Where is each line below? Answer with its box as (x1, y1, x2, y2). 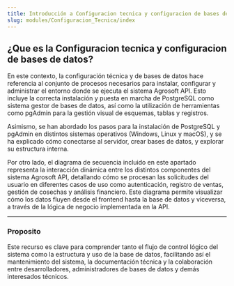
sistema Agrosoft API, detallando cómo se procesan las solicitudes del (7, 173, 209, 181)
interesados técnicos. (7, 272, 70, 280)
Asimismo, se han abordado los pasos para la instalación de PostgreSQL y (7, 123, 221, 131)
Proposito (7, 227, 41, 236)
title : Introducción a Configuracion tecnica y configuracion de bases (7, 10, 219, 17)
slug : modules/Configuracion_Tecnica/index (7, 17, 136, 24)
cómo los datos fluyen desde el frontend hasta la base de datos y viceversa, (7, 195, 226, 204)
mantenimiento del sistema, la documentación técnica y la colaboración (7, 257, 213, 266)
